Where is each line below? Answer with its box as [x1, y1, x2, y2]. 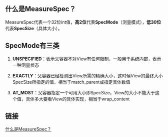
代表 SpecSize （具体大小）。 [5, 25, 62, 31]
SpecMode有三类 [5, 42, 60, 50]
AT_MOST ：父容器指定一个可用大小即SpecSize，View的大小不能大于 [12, 89, 155, 95]
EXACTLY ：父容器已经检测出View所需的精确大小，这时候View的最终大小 [12, 72, 163, 79]
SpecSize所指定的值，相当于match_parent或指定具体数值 [12, 79, 130, 85]
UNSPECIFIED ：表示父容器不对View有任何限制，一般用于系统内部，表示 [12, 56, 161, 62]
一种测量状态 [12, 62, 39, 68]
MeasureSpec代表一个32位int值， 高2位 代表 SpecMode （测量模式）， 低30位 [5, 19, 161, 25]
